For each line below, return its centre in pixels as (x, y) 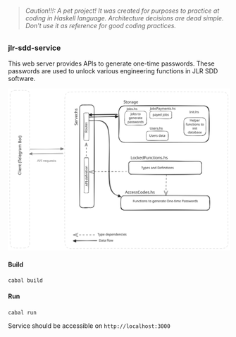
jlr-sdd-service (35, 48)
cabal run (23, 312)
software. (22, 78)
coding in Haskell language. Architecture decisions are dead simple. (124, 18)
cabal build (25, 281)
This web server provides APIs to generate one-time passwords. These (111, 63)
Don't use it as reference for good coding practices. (101, 25)
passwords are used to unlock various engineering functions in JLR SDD (113, 71)
